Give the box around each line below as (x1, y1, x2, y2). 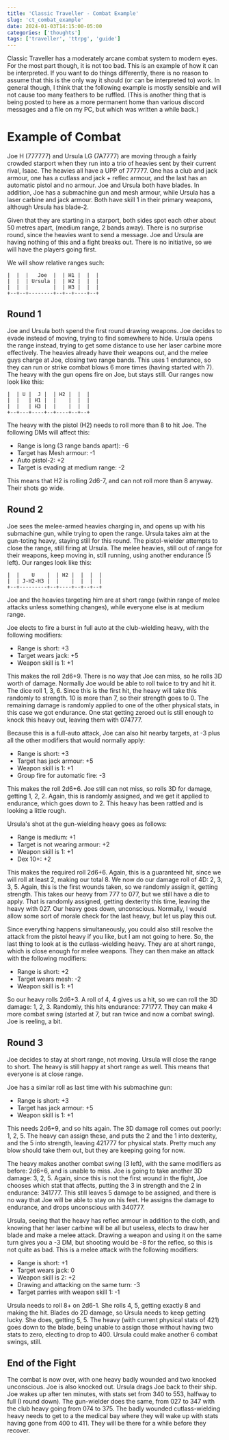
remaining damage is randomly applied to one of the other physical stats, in (7, 700, 220, 709)
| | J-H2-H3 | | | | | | (7, 577, 103, 585)
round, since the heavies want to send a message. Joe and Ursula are (7, 231, 204, 239)
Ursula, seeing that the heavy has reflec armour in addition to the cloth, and (7, 1216, 220, 1224)
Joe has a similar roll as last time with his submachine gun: (7, 1083, 172, 1091)
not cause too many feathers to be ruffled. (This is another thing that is (7, 90, 206, 99)
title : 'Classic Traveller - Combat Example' (7, 10, 139, 17)
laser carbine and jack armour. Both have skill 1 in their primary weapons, (7, 196, 213, 204)
